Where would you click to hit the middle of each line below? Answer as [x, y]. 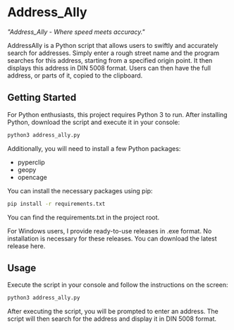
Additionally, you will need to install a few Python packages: [94, 148]
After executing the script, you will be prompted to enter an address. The [113, 312]
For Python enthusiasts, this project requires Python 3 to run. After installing [117, 114]
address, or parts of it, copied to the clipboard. [75, 75]
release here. [26, 246]
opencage [32, 177]
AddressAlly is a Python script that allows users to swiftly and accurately [113, 45]
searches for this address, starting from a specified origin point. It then [110, 60]
